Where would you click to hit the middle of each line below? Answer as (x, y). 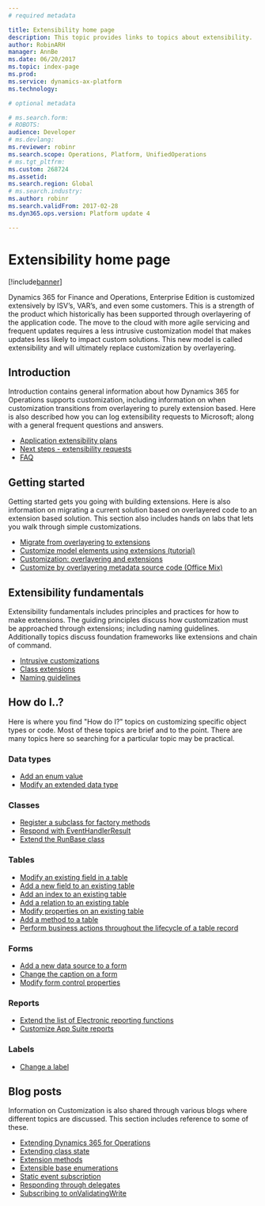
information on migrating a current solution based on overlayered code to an (132, 510)
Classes (24, 805)
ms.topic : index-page (44, 67)
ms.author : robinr (38, 199)
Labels (21, 1050)
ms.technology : (33, 89)
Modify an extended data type (69, 785)
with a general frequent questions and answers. (86, 425)
